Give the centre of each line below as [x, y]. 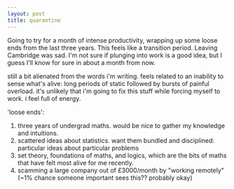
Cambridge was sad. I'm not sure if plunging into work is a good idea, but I [115, 55]
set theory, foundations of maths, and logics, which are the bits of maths [122, 155]
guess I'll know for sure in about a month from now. [81, 62]
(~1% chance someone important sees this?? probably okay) [105, 177]
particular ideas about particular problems [78, 148]
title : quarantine [34, 20]
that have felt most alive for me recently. [76, 162]
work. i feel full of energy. [44, 98]
